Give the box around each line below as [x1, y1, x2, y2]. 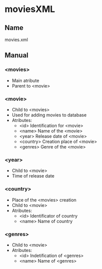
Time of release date [11, 173, 55, 179]
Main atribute [11, 77, 39, 83]
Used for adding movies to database [11, 111, 87, 118]
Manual [4, 51, 28, 59]
